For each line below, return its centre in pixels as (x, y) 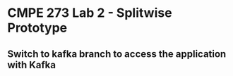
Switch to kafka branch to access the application (117, 54)
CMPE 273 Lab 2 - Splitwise (90, 13)
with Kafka (32, 65)
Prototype (37, 28)
